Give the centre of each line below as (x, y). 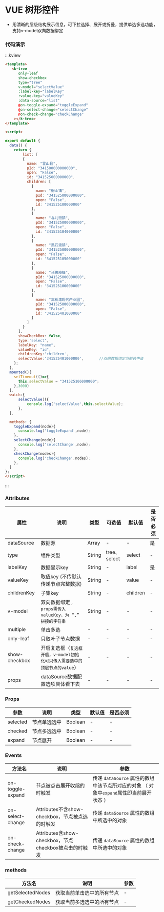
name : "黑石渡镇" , (53, 245)
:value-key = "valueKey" (41, 96)
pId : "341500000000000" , (52, 168)
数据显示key (55, 567)
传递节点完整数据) (61, 584)
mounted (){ (20, 372)
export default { (23, 141)
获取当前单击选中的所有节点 (87, 893)
